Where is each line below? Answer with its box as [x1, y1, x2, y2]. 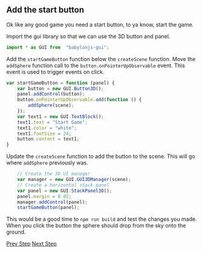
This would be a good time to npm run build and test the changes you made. [6, 215, 197, 223]
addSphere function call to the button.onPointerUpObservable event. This [6, 62, 186, 69]
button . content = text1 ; [17, 136, 80, 142]
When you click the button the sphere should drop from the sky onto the [6, 222, 186, 229]
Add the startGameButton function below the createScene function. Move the [6, 55, 196, 62]
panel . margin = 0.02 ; [17, 193, 71, 199]
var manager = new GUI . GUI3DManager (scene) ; [17, 177, 131, 183]
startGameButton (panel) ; [17, 205, 80, 211]
